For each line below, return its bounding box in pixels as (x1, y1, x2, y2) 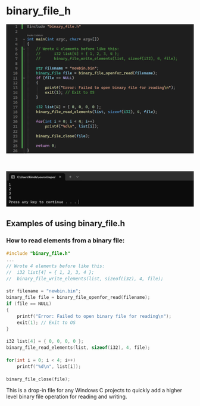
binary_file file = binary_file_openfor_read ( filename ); (6, 295, 151, 301)
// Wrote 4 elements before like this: (6, 263, 105, 269)
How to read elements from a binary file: (6, 236, 125, 245)
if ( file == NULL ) (6, 301, 52, 307)
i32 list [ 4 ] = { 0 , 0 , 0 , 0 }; (6, 338, 84, 345)
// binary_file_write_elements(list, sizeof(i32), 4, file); (6, 276, 164, 282)
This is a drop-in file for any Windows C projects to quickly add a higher (6, 387, 183, 394)
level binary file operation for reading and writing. (6, 393, 127, 400)
